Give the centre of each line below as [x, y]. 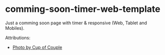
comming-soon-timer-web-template [83, 9]
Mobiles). [15, 28]
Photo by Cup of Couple [37, 47]
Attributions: [18, 38]
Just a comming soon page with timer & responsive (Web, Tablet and [76, 23]
